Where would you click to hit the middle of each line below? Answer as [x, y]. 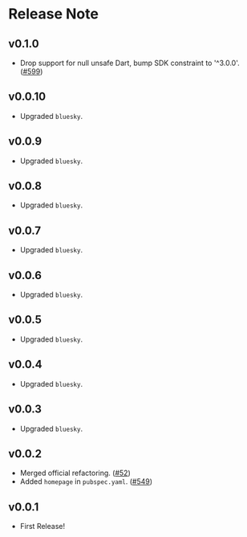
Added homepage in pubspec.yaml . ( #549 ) [86, 482]
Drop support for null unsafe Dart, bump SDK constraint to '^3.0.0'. [130, 63]
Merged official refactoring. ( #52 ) [75, 473]
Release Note [53, 14]
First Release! [43, 527]
